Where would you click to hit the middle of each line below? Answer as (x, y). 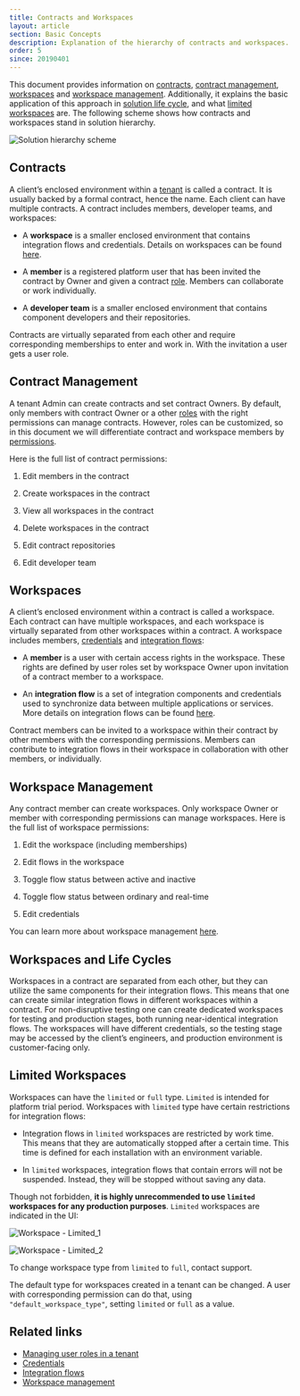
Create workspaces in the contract (86, 493)
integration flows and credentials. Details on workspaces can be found (152, 244)
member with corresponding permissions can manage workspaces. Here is (147, 818)
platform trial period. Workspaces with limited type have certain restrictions (150, 1106)
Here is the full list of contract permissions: (88, 458)
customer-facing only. (50, 1047)
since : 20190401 (39, 59)
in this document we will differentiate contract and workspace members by (147, 432)
